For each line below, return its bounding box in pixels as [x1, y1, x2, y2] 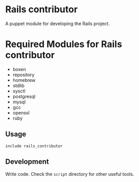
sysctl [12, 88, 26, 94]
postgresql [12, 93, 36, 99]
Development [5, 157, 50, 166]
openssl [12, 109, 30, 116]
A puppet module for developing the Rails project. [5, 20, 110, 27]
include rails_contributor [5, 143, 63, 149]
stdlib [12, 82, 25, 88]
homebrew [12, 77, 36, 83]
